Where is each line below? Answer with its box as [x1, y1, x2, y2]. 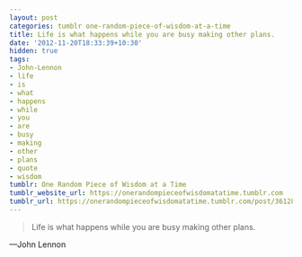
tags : [9, 55, 30, 64]
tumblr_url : [9, 197, 54, 207]
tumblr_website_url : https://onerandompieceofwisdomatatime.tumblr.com [9, 189, 283, 198]
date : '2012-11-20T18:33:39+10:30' [9, 38, 143, 48]
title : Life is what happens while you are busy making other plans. [9, 30, 276, 39]
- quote [9, 164, 39, 173]
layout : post [9, 13, 58, 22]
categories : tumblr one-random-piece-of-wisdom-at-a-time [9, 22, 231, 31]
